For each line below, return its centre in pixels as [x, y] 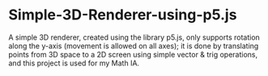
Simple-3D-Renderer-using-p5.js [123, 15]
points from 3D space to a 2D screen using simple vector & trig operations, [133, 54]
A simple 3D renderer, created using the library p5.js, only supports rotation [134, 37]
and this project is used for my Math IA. [74, 63]
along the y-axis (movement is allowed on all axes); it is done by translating [134, 45]
